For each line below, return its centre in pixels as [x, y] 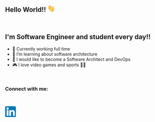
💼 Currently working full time [41, 49]
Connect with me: [27, 89]
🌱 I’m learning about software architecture [55, 54]
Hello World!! [26, 10]
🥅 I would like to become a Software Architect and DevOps [71, 59]
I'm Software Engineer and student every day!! [78, 37]
